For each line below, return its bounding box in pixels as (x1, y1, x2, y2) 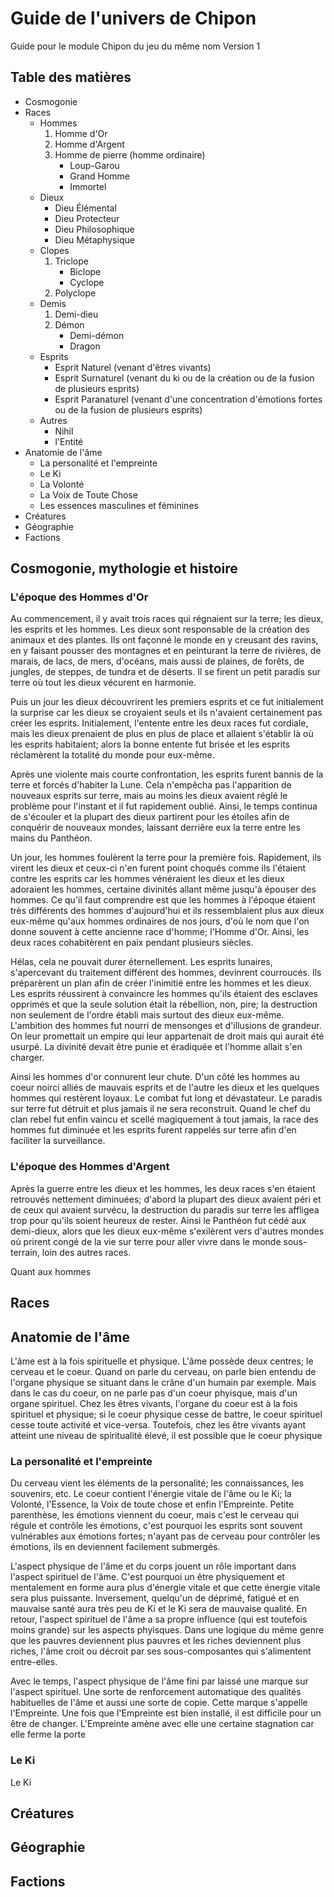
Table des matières (10, 69, 132, 86)
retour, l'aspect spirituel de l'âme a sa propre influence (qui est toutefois (10, 1613, 308, 1626)
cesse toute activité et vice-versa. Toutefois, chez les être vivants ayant (10, 1418, 307, 1431)
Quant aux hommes (10, 1265, 92, 1277)
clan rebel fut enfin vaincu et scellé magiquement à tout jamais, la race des (10, 1113, 319, 1126)
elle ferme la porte (10, 1728, 87, 1741)
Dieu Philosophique (54, 223, 135, 235)
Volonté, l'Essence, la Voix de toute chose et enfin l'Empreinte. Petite (10, 1498, 295, 1511)
